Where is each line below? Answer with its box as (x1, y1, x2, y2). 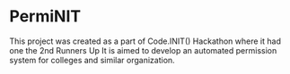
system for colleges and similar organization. (9, 54, 175, 65)
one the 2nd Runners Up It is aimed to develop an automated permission (9, 45, 277, 55)
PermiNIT (9, 6, 82, 27)
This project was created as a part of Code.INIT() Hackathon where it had (9, 36, 281, 46)
